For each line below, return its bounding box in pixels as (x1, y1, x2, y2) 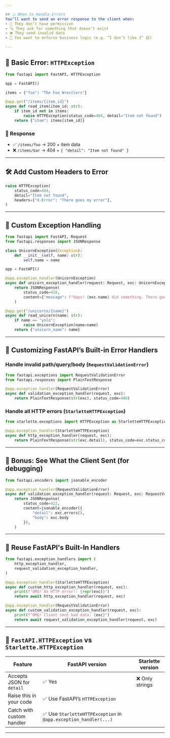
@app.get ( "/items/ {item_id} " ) (5, 99, 69, 104)
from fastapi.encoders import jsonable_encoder (5, 478, 108, 483)
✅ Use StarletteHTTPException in (42, 710, 122, 717)
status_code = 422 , (23, 501, 60, 506)
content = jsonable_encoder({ (23, 506, 82, 511)
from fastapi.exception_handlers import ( (5, 557, 96, 562)
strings (136, 681, 153, 688)
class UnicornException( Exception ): (5, 248, 82, 253)
